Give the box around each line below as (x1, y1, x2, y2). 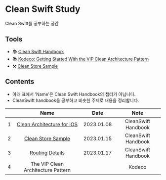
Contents (5, 78, 35, 86)
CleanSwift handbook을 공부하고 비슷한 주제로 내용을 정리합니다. (12, 97, 139, 103)
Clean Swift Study (5, 3, 81, 15)
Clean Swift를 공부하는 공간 (5, 20, 59, 26)
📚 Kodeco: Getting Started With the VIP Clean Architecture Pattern (12, 56, 149, 62)
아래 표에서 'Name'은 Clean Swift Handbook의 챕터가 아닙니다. (12, 91, 136, 97)
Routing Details (29, 149, 65, 156)
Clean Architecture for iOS (16, 121, 78, 128)
